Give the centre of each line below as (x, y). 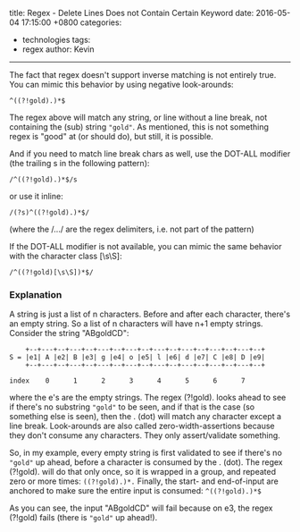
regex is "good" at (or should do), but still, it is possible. (112, 136)
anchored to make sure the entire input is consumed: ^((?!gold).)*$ (135, 491)
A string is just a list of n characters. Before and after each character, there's (150, 314)
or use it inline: (37, 196)
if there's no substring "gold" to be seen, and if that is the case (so (132, 407)
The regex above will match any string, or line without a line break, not (138, 117)
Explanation (36, 294)
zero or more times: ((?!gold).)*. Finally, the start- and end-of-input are (144, 481)
